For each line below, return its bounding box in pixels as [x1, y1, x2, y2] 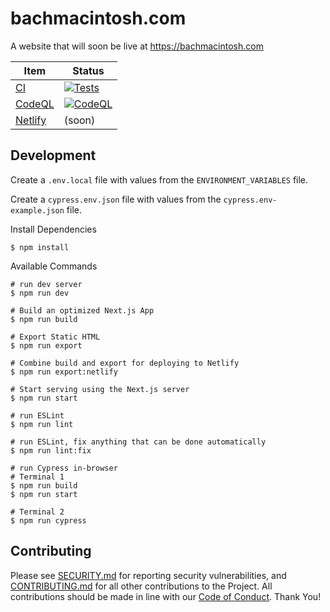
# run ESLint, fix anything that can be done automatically [10, 437, 267, 447]
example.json [10, 205, 65, 216]
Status [72, 63, 105, 77]
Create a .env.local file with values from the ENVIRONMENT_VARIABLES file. [10, 173, 309, 186]
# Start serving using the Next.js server [10, 384, 190, 394]
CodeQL [15, 97, 55, 111]
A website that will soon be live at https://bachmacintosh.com [10, 40, 264, 52]
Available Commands [10, 260, 98, 272]
